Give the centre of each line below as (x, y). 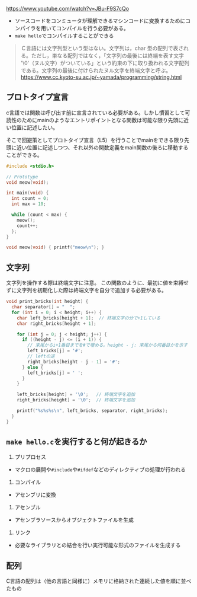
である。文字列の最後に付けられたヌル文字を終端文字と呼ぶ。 (96, 70)
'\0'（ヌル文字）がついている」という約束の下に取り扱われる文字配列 (105, 63)
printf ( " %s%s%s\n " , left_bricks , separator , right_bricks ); (92, 411)
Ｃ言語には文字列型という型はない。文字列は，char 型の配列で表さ (102, 48)
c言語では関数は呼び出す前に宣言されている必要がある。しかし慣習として (96, 113)
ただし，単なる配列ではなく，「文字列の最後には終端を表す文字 (108, 55)
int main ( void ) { (28, 193)
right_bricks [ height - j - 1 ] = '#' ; (74, 362)
